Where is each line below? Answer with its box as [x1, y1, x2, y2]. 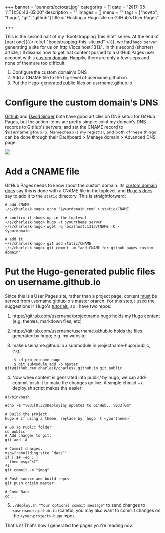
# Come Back [5, 489, 30, 494]
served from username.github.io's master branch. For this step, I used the [5, 298, 155, 304]
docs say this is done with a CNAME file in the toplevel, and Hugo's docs [5, 187, 153, 194]
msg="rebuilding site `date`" [5, 450, 67, 455]
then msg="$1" [9, 459, 38, 464]
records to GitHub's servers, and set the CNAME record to [5, 124, 123, 130]
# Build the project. [5, 411, 50, 417]
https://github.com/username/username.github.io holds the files [12, 328, 143, 333]
